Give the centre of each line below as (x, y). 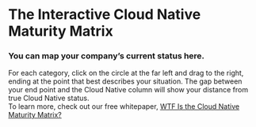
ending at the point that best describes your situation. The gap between (125, 81)
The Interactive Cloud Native (105, 15)
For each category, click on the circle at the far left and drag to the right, (126, 73)
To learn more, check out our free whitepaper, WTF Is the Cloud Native (124, 106)
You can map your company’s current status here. (106, 56)
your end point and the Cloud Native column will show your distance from (128, 90)
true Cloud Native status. (49, 98)
